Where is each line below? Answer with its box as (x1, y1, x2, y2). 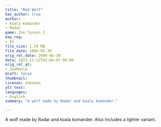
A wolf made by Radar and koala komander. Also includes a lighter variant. (5, 117, 157, 123)
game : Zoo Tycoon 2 (5, 30, 45, 35)
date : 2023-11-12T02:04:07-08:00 (5, 58, 74, 63)
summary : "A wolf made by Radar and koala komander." (5, 99, 119, 104)
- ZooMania (5, 67, 28, 72)
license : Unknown (5, 80, 41, 85)
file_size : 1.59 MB (5, 44, 45, 49)
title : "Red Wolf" (5, 7, 43, 12)
